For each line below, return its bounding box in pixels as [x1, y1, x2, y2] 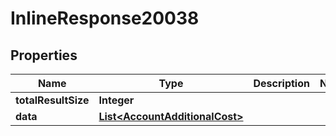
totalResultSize [15, 93, 90, 107]
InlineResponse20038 [10, 7, 200, 30]
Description [253, 77, 310, 90]
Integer [98, 93, 135, 107]
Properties [10, 47, 78, 64]
